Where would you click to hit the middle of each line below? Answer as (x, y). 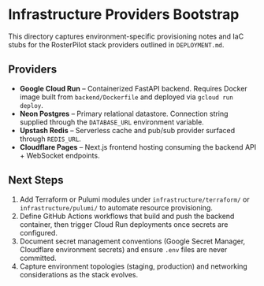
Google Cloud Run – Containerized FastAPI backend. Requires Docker (134, 88)
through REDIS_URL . (50, 139)
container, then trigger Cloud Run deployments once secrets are (124, 224)
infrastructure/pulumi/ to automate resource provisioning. (116, 207)
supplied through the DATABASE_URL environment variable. (112, 122)
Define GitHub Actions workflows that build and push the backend (127, 216)
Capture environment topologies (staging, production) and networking (134, 266)
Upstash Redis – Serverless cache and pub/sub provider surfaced (127, 130)
